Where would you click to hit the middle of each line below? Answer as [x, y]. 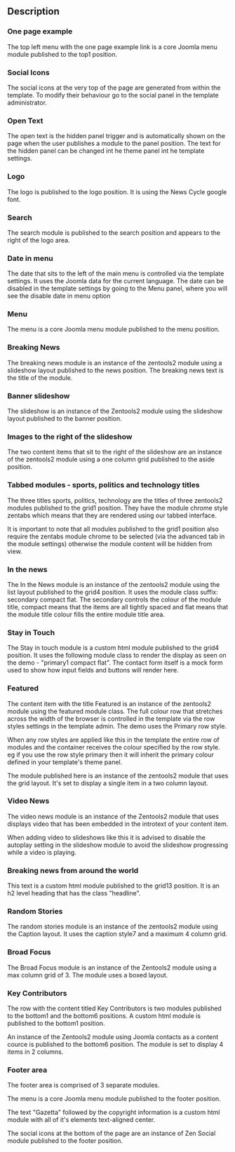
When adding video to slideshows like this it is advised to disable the [106, 837]
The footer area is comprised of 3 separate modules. [83, 1085]
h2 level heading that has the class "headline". [74, 893]
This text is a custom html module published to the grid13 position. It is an [113, 886]
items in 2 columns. [35, 1052]
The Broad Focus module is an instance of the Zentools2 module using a [112, 968]
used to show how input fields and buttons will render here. [93, 670]
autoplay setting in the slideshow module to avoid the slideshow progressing [118, 845]
